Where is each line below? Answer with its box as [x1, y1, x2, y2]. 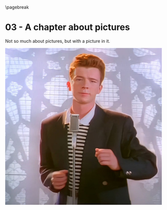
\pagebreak [5, 4, 29, 10]
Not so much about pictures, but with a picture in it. [5, 38, 110, 44]
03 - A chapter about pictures [5, 22, 130, 33]
